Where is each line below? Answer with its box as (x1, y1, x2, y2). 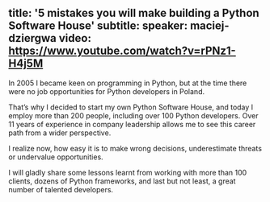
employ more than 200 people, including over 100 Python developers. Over (8, 110, 259, 120)
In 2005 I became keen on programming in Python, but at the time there (8, 78, 247, 88)
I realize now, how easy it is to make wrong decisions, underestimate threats (8, 143, 263, 153)
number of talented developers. (8, 184, 114, 194)
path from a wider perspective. (8, 128, 112, 138)
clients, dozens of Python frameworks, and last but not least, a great (8, 176, 236, 186)
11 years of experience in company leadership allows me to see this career (8, 119, 256, 129)
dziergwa (8, 31, 57, 45)
